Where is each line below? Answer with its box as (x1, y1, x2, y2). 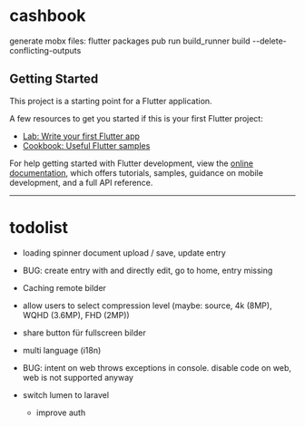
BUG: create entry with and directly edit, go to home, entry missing (22, 265, 273, 276)
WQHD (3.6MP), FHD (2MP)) (22, 309, 130, 320)
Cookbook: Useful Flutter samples (22, 140, 151, 150)
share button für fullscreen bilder (22, 327, 147, 338)
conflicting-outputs (9, 44, 82, 55)
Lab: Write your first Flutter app (22, 131, 141, 141)
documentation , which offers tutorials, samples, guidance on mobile (9, 167, 263, 178)
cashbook (9, 5, 86, 26)
